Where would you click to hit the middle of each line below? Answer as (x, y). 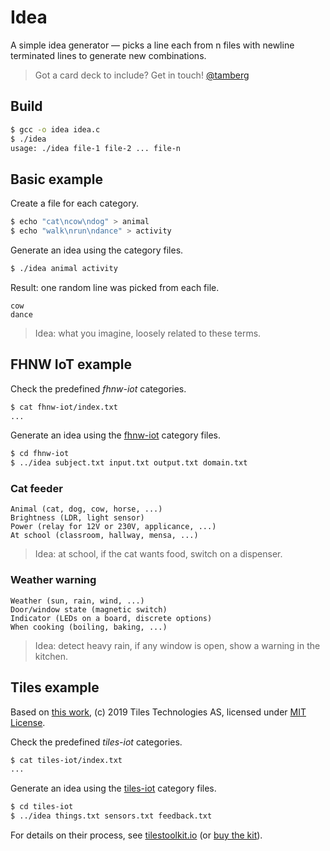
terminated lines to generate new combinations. (108, 55)
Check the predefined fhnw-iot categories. (98, 388)
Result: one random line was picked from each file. (115, 287)
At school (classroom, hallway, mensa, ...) (104, 536)
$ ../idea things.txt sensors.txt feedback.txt (111, 816)
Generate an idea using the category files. (97, 250)
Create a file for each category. (74, 203)
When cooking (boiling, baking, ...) (89, 627)
